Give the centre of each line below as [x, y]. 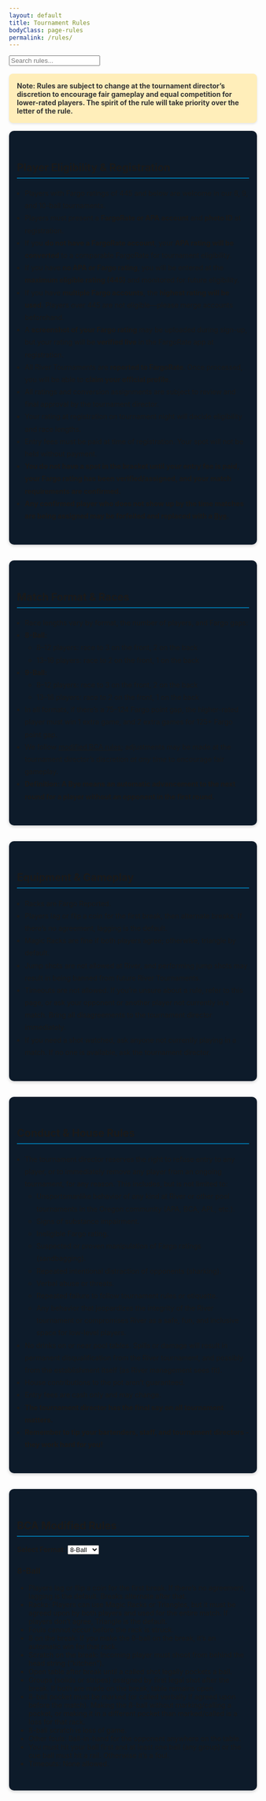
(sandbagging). [61, 1259]
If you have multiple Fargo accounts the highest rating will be [127, 292]
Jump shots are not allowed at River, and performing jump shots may [136, 966]
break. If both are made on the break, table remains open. [122, 1688]
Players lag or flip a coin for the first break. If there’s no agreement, [137, 1588]
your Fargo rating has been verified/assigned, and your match [128, 478]
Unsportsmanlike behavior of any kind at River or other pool [133, 1196]
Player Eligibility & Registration [94, 167]
